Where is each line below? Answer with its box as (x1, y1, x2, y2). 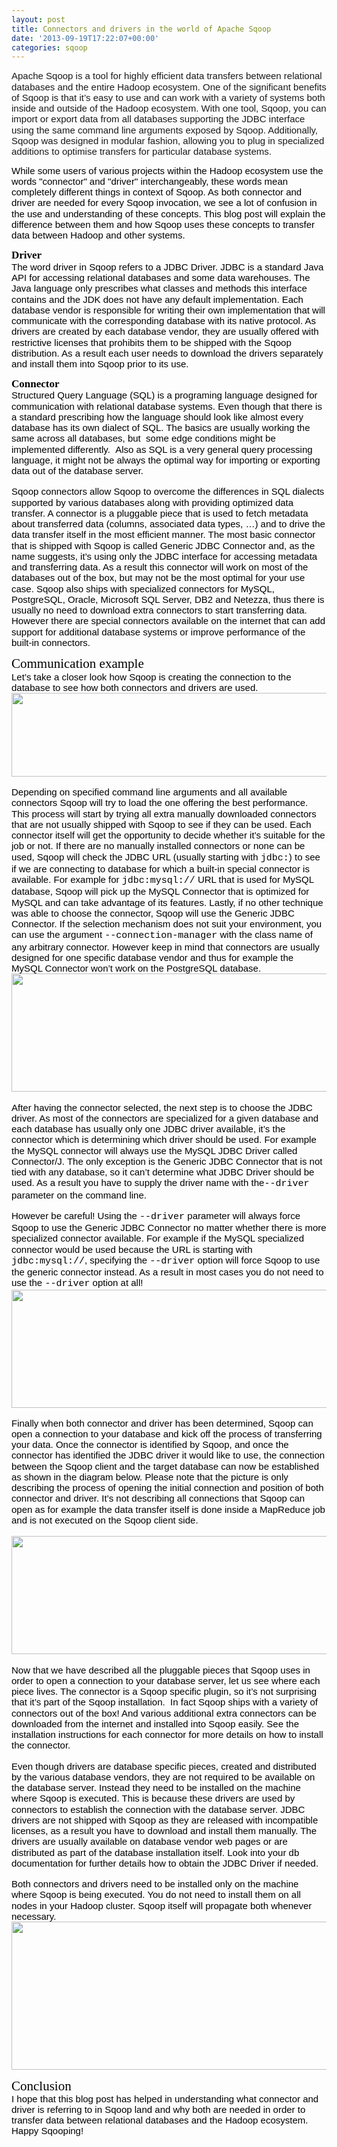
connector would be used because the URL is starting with (11, 1243, 253, 1255)
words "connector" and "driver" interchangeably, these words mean (11, 175, 289, 187)
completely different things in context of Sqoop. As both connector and (11, 186, 303, 198)
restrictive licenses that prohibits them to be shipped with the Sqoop (11, 336, 292, 348)
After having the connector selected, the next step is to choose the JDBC (11, 1101, 313, 1113)
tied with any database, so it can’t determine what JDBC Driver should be (11, 1166, 315, 1178)
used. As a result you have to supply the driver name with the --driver (11, 1177, 310, 1190)
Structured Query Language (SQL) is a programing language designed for (11, 389, 318, 401)
